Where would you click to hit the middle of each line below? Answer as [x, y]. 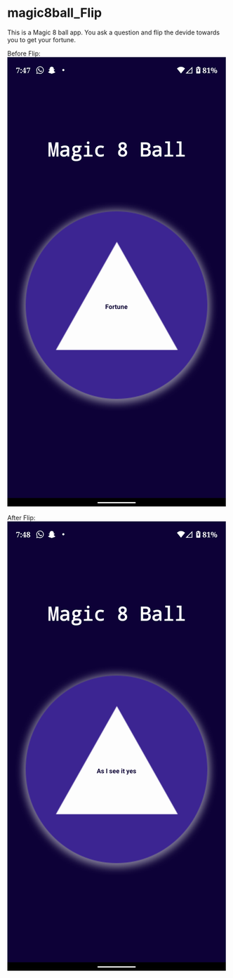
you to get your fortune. [41, 39]
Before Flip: [24, 53]
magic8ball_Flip [55, 13]
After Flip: [21, 517]
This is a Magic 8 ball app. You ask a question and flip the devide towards [113, 32]
